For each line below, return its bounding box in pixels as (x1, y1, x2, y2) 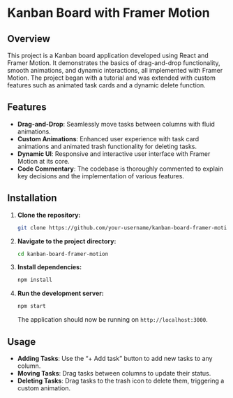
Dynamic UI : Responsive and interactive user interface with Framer (17, 149, 211, 158)
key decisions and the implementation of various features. (17, 171, 185, 180)
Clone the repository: (17, 211, 81, 219)
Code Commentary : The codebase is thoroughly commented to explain (17, 164, 224, 173)
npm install (17, 276, 52, 284)
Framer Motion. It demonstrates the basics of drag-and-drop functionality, (7, 59, 221, 67)
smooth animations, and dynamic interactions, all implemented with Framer (7, 66, 223, 74)
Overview (7, 33, 51, 45)
